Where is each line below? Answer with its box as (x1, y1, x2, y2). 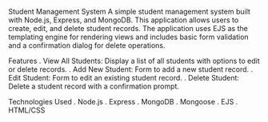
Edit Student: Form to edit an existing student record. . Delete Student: (8, 73, 240, 82)
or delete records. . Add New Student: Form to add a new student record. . (8, 65, 254, 74)
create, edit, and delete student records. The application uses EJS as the (8, 24, 248, 33)
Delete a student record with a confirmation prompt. (8, 81, 180, 91)
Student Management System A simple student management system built (8, 7, 250, 16)
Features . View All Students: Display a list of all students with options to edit (8, 56, 260, 65)
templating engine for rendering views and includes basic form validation (8, 32, 250, 41)
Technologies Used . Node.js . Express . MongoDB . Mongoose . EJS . (8, 97, 238, 106)
